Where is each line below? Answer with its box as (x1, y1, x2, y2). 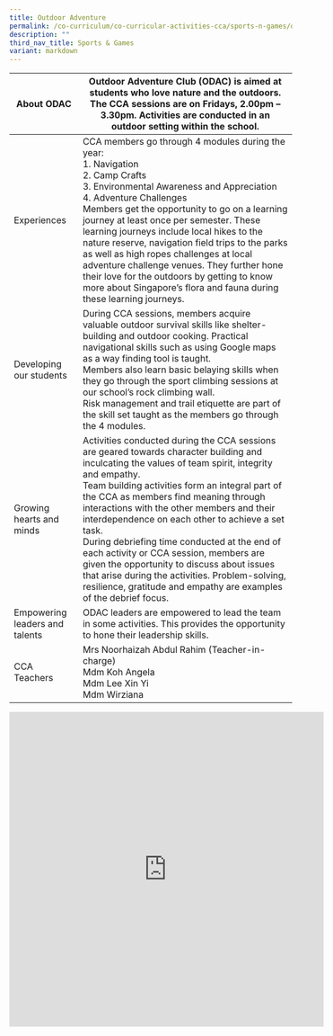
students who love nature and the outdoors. (89, 86, 281, 99)
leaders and (13, 618, 65, 630)
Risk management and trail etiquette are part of (82, 397, 281, 410)
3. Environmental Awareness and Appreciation (82, 181, 277, 193)
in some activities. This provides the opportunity (82, 618, 285, 630)
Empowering (13, 606, 67, 619)
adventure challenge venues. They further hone (82, 259, 284, 272)
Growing (13, 502, 50, 514)
